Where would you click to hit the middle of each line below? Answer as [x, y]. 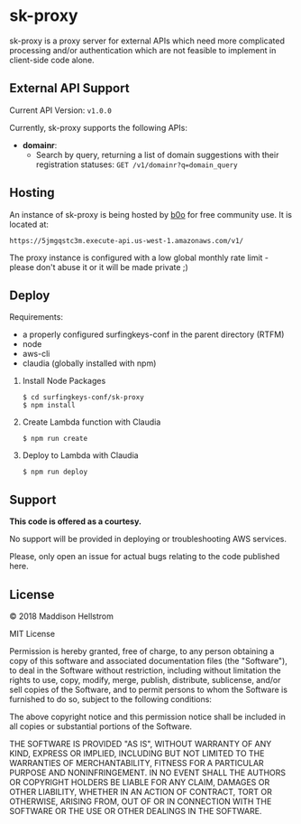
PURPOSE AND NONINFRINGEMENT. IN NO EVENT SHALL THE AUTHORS [148, 772]
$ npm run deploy [55, 472]
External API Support [69, 88]
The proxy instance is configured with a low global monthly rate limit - [139, 257]
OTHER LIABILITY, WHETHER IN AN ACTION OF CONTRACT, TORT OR [141, 792]
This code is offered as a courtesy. [76, 521]
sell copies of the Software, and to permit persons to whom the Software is [149, 689]
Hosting [32, 193]
